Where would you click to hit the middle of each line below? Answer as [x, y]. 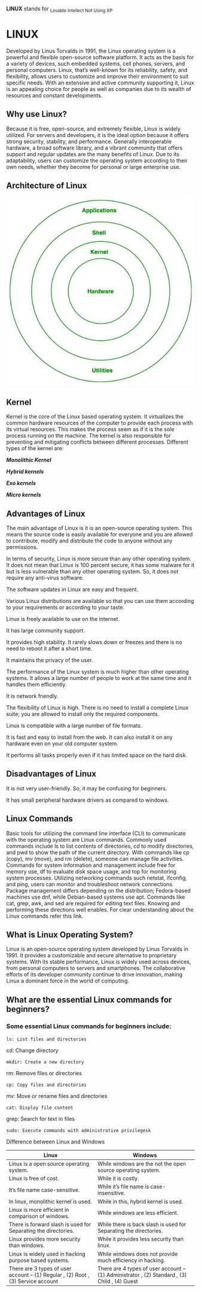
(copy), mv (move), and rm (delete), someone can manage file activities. [95, 859]
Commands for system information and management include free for [91, 865]
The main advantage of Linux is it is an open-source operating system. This [99, 528]
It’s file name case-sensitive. [44, 1190]
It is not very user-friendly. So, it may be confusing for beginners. [87, 788]
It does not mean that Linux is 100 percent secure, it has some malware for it [100, 565]
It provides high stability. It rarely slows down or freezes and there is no [94, 642]
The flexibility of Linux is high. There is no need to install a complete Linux [98, 707]
